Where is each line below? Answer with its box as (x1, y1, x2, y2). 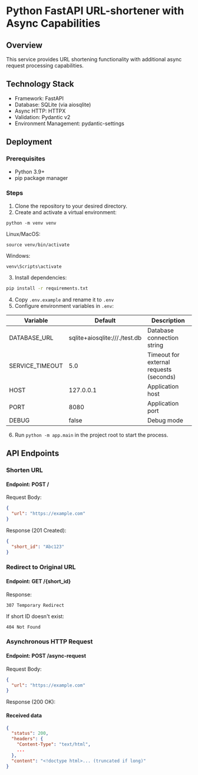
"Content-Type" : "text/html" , (16, 741, 91, 747)
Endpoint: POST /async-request (6, 652, 87, 659)
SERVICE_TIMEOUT (9, 362, 64, 370)
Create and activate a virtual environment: (14, 208, 117, 216)
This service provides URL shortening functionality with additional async (6, 56, 182, 63)
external (147, 358, 170, 366)
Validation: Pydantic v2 (14, 113, 71, 120)
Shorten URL (6, 466, 43, 474)
